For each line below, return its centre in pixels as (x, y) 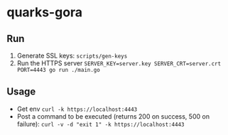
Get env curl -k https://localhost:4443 (77, 109)
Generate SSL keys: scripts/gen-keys (72, 55)
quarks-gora (45, 12)
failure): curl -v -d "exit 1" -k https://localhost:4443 (101, 124)
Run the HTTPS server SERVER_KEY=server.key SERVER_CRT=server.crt (119, 63)
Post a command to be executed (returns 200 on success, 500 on (113, 116)
